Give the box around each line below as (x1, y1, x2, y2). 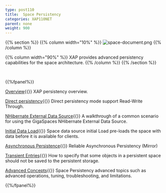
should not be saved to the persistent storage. (5, 158, 99, 164)
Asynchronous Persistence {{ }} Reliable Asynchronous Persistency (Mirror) (5, 143, 158, 149)
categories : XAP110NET (5, 16, 52, 21)
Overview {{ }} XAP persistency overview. (5, 89, 88, 95)
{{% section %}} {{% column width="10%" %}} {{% (5, 39, 162, 45)
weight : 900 (5, 26, 30, 31)
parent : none (5, 21, 32, 26)
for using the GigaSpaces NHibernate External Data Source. (5, 118, 128, 124)
